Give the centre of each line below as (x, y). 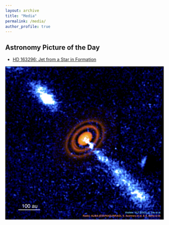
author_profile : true (28, 27)
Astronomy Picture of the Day (53, 47)
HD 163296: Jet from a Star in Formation (54, 60)
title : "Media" (21, 16)
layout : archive (22, 11)
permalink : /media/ (26, 21)
